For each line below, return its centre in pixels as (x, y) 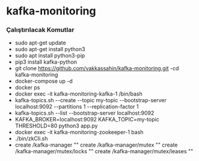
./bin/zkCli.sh (31, 139)
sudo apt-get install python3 (50, 49)
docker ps (27, 88)
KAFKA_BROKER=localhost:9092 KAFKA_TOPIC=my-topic (87, 120)
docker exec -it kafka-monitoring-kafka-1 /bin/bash (78, 94)
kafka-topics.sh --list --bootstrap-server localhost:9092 (84, 113)
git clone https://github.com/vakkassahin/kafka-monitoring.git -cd (97, 68)
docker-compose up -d (44, 81)
